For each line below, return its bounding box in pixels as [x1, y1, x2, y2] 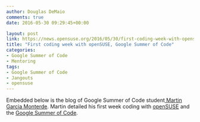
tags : [6, 64, 20, 70]
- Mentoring [6, 58, 36, 64]
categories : [6, 47, 36, 54]
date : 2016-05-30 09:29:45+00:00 [6, 20, 89, 26]
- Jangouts [6, 75, 33, 81]
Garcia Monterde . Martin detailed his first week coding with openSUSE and [6, 103, 190, 110]
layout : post [6, 30, 39, 36]
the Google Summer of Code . [6, 110, 79, 117]
